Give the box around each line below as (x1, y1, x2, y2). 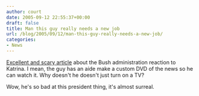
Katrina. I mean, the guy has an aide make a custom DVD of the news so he (6, 65, 194, 72)
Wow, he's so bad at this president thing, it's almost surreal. (6, 83, 155, 90)
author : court (6, 8, 42, 15)
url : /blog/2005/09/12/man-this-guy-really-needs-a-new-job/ (6, 31, 163, 37)
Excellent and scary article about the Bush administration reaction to (6, 58, 176, 66)
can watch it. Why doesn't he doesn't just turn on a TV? (6, 71, 145, 79)
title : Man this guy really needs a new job (6, 25, 120, 32)
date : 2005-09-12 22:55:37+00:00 (6, 14, 90, 20)
